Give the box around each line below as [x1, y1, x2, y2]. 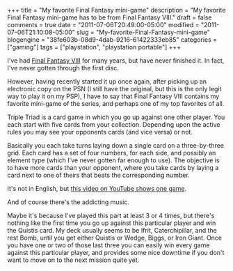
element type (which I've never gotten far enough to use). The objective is [7, 156, 220, 164]
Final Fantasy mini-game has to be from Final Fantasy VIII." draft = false [7, 13, 212, 22]
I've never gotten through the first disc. [7, 64, 120, 72]
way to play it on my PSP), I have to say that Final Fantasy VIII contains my [7, 92, 220, 100]
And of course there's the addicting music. [7, 198, 130, 206]
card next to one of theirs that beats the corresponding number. [7, 171, 190, 179]
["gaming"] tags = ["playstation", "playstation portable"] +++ [7, 43, 182, 51]
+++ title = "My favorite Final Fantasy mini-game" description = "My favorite [7, 6, 226, 14]
